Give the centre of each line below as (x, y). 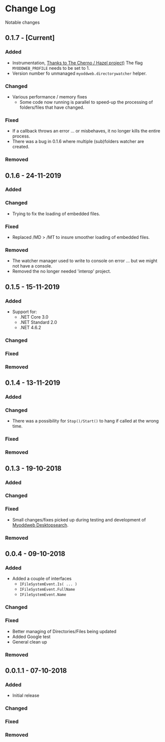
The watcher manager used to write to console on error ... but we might (85, 261)
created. (21, 147)
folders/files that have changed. (52, 107)
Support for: (25, 312)
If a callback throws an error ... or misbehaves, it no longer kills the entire (86, 131)
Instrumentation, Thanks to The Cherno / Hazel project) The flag (77, 63)
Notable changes (23, 22)
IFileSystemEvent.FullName (47, 590)
